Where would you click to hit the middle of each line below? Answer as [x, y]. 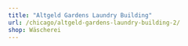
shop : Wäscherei [34, 30]
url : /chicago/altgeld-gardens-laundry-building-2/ [94, 23]
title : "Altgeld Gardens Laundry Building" [80, 15]
